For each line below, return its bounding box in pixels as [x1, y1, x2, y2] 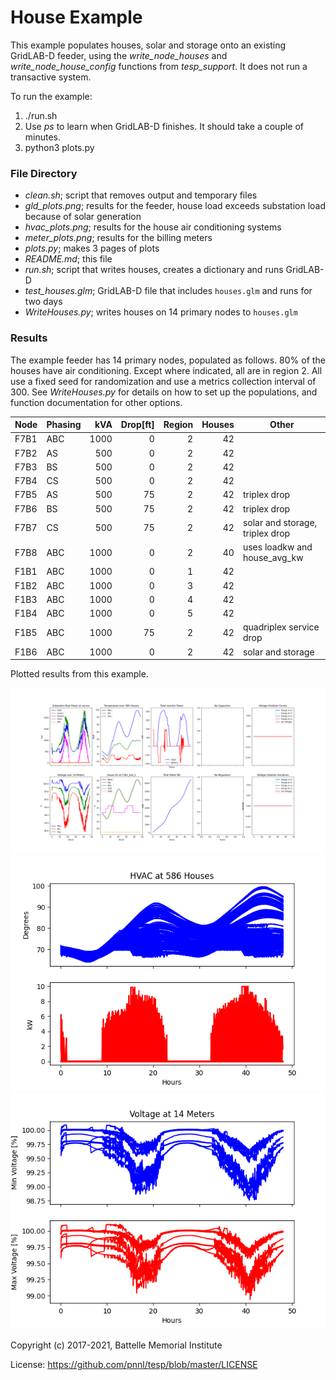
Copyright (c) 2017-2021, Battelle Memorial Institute [10, 1339, 223, 1351]
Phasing [46, 419, 82, 431]
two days [24, 296, 63, 308]
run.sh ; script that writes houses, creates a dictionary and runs [24, 264, 284, 276]
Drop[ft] [120, 419, 155, 431]
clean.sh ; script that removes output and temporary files [24, 189, 258, 201]
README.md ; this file [24, 253, 113, 265]
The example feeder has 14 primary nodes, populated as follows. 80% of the [10, 354, 326, 366]
